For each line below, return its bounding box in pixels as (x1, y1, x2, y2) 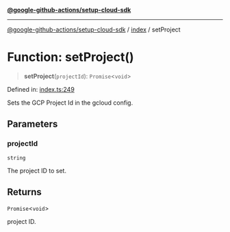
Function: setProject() (7, 49, 135, 65)
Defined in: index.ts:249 (7, 85, 75, 93)
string (7, 154, 26, 162)
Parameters (7, 118, 58, 130)
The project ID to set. (7, 166, 67, 175)
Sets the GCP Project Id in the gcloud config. (7, 99, 133, 107)
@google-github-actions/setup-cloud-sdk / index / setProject (7, 25, 181, 34)
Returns (7, 186, 42, 198)
